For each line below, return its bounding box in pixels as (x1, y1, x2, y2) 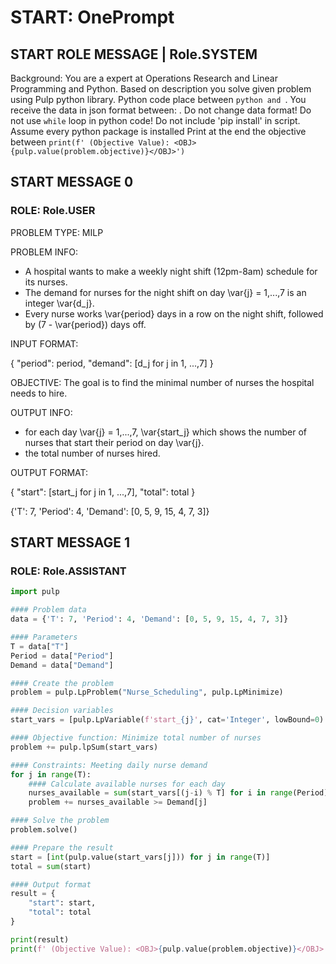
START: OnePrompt (10, 6, 175, 29)
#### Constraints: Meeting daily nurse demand (10, 760, 208, 770)
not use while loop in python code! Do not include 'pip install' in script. (10, 115, 301, 126)
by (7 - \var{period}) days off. (24, 318, 147, 330)
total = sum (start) (10, 861, 92, 871)
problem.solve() (10, 825, 78, 835)
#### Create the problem (10, 678, 114, 688)
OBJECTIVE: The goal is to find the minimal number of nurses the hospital (10, 376, 315, 388)
